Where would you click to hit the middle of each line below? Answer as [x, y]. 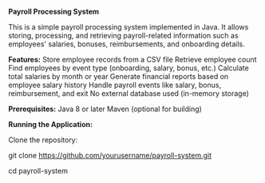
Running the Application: [51, 124]
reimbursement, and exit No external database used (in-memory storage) [129, 93]
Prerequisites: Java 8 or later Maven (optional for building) [105, 109]
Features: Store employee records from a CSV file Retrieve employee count [132, 60]
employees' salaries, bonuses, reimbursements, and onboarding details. [127, 44]
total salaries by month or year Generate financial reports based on [119, 76]
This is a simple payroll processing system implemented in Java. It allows [129, 27]
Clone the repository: [43, 140]
